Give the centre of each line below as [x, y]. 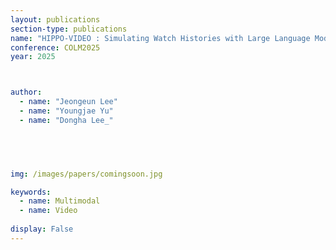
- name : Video [48, 211]
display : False [42, 229]
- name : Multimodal [60, 201]
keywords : [31, 192]
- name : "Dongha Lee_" [66, 120]
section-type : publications [69, 29]
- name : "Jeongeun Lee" [68, 102]
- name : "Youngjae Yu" [66, 111]
